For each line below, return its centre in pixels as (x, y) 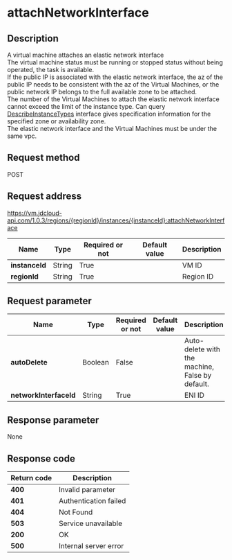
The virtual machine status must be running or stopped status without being (115, 62)
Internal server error (91, 546)
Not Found (76, 512)
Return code (31, 478)
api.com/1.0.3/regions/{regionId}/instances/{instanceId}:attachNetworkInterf (116, 220)
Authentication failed (92, 501)
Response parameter (53, 420)
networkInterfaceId (43, 395)
